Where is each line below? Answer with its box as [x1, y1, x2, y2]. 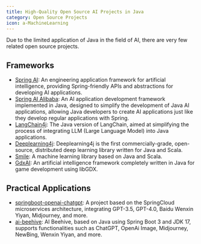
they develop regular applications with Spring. [14, 115, 129, 122]
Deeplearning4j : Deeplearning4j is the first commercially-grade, [14, 140, 173, 147]
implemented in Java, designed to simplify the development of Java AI [14, 102, 190, 109]
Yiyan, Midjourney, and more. [14, 212, 88, 219]
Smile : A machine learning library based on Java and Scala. [14, 153, 162, 160]
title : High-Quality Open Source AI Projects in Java [6, 8, 144, 15]
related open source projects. [6, 43, 79, 50]
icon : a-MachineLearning [6, 20, 69, 26]
